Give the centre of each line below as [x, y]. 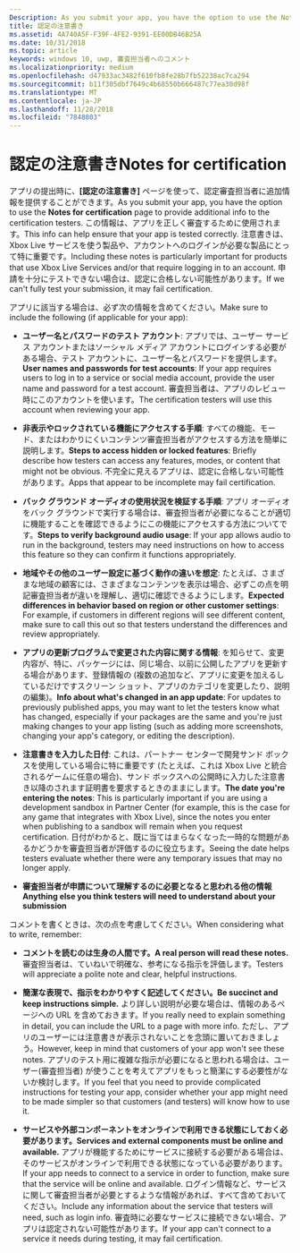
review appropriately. [61, 634]
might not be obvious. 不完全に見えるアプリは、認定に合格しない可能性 [153, 472]
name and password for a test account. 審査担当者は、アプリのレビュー [154, 388]
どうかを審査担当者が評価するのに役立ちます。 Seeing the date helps [164, 848]
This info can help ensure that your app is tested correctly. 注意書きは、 [156, 234]
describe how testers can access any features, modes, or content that [151, 461]
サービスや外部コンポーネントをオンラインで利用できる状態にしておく [151, 1129]
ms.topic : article [43, 51]
